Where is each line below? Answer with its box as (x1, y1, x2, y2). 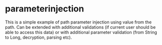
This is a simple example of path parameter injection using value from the (5, 19, 152, 25)
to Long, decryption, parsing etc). (5, 34, 72, 40)
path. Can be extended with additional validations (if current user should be (5, 24, 156, 30)
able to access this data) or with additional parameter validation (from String (5, 29, 157, 35)
